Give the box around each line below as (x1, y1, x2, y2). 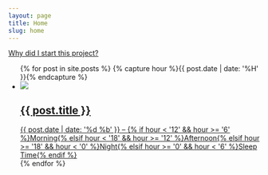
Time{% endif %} (19, 150, 77, 160)
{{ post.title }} (19, 103, 92, 117)
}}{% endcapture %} (19, 73, 88, 82)
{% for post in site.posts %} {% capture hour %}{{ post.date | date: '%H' (19, 64, 259, 74)
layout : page (8, 11, 52, 20)
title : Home (8, 19, 48, 27)
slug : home (8, 26, 45, 34)
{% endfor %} (19, 159, 66, 169)
